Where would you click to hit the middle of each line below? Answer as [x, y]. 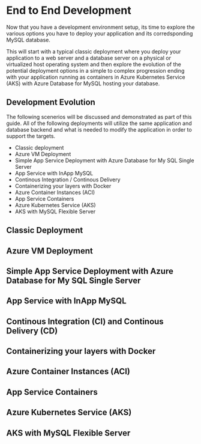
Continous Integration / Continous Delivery [68, 179]
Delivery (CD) [32, 331]
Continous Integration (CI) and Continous [85, 321]
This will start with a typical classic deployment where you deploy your [94, 51]
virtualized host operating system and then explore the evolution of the [94, 64]
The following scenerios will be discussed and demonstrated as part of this [99, 117]
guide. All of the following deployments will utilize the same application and [99, 123]
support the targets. [31, 136]
